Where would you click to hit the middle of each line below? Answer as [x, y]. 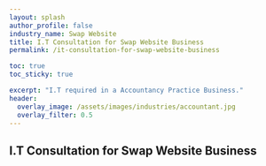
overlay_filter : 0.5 [55, 115]
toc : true [27, 66]
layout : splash [37, 17]
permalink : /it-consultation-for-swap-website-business [114, 50]
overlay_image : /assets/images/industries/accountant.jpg [127, 107]
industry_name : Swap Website [63, 34]
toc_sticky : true [41, 75]
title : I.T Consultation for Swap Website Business [106, 42]
